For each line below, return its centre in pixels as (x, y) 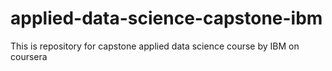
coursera (29, 56)
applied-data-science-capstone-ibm (166, 18)
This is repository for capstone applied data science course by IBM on (155, 46)
